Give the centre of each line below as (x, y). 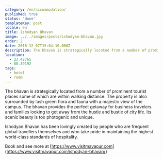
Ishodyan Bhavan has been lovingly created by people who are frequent (77, 126)
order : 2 (14, 41)
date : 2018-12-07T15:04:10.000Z (38, 46)
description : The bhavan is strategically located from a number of (76, 50)
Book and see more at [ (28, 146)
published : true (21, 14)
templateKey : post (24, 23)
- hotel (17, 73)
